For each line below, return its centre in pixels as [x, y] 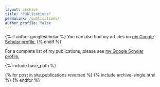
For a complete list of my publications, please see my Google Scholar [74, 51]
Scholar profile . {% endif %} [33, 42]
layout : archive [21, 9]
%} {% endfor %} [23, 80]
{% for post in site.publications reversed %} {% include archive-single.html [80, 75]
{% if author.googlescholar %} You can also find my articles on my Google [80, 37]
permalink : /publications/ [32, 18]
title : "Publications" [28, 14]
